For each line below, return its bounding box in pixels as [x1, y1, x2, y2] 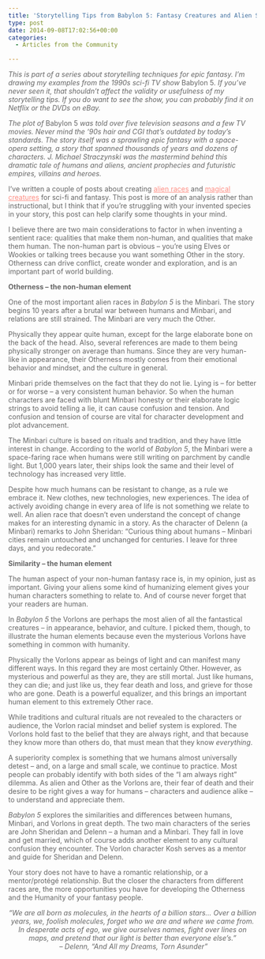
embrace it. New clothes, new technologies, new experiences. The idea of [8, 493, 250, 503]
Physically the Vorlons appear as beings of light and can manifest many [8, 655, 241, 665]
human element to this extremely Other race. [8, 697, 154, 707]
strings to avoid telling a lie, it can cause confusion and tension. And [8, 404, 230, 413]
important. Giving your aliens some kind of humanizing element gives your [8, 583, 250, 592]
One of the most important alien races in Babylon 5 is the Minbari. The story [8, 297, 255, 307]
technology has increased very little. [8, 470, 126, 479]
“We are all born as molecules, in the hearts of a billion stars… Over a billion [8, 908, 257, 918]
